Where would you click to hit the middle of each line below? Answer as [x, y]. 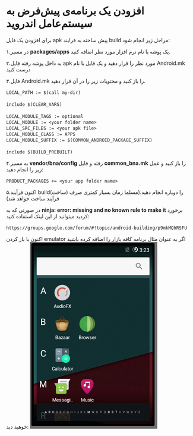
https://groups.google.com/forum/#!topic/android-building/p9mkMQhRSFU [96, 228]
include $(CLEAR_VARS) [34, 104]
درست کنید [18, 69]
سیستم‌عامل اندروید [49, 23]
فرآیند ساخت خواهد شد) [33, 198]
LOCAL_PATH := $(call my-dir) [44, 92]
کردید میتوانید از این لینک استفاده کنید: [48, 216]
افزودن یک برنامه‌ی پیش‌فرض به [75, 11]
